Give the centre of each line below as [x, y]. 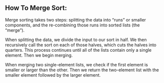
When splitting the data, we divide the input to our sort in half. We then [76, 40]
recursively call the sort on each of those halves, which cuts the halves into [81, 45]
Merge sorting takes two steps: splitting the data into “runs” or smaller [76, 20]
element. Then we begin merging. [39, 55]
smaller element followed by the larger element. [53, 75]
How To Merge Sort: [36, 8]
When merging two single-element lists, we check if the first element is [76, 64]
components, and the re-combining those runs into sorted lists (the [72, 25]
